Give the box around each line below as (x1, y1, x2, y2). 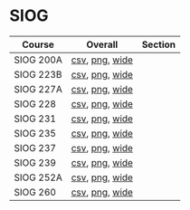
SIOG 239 (14, 156, 57, 168)
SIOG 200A (14, 53, 63, 66)
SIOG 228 (14, 97, 57, 110)
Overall (85, 38, 119, 51)
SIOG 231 (14, 112, 57, 125)
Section (141, 38, 176, 51)
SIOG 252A (14, 171, 63, 184)
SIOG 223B (14, 68, 62, 81)
